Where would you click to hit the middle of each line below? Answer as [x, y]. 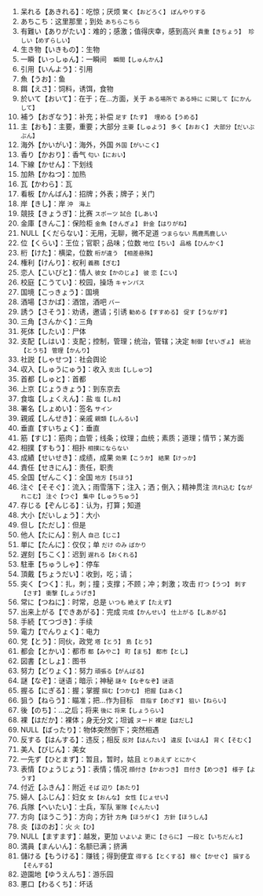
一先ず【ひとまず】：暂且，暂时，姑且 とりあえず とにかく [109, 759]
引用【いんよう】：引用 [57, 69]
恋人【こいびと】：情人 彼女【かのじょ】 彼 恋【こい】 [100, 272]
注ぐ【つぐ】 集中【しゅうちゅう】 [94, 497]
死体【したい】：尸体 [53, 331]
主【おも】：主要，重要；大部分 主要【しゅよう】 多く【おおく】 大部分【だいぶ [137, 127]
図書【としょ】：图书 [53, 661]
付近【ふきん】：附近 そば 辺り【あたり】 [81, 787]
